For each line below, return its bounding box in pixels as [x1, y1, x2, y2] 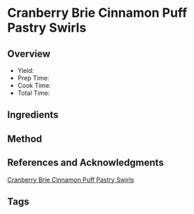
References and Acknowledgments [7, 156, 165, 169]
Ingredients [7, 109, 59, 121]
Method [7, 133, 43, 145]
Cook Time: [17, 81, 51, 89]
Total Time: [17, 89, 50, 97]
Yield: [17, 67, 34, 74]
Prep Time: [17, 74, 50, 82]
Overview [7, 48, 51, 60]
